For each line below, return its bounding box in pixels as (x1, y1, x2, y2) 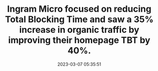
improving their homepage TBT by (8, 35, 151, 46)
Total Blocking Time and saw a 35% (4, 14, 154, 25)
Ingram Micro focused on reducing (7, 3, 152, 15)
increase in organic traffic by (19, 24, 139, 35)
